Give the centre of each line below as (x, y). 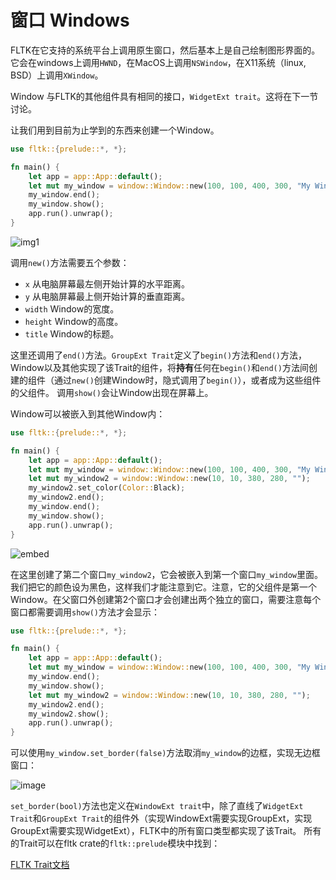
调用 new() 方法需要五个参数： (70, 262)
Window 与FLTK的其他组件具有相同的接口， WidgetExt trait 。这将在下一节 (164, 96)
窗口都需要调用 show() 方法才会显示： (85, 612)
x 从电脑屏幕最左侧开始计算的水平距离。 (107, 283)
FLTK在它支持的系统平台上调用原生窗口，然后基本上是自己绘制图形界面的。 (165, 50)
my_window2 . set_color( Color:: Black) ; (107, 488)
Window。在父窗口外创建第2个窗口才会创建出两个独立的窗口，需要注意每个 (166, 599)
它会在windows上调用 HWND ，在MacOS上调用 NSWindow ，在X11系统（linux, (158, 62)
